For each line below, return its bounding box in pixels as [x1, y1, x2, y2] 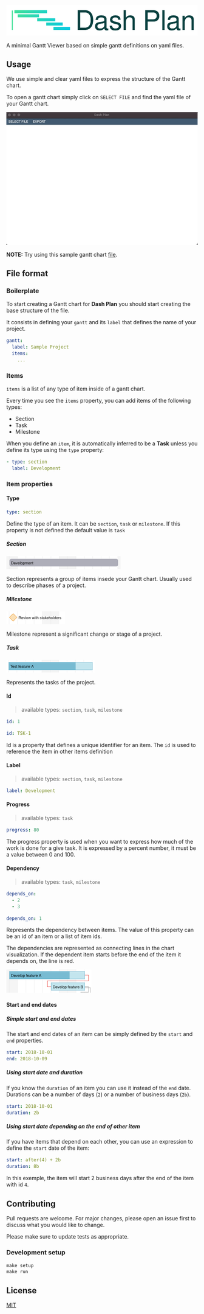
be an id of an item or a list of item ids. [6, 933, 102, 940]
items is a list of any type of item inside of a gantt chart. [6, 385, 146, 392]
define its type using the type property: [6, 446, 104, 453]
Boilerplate [6, 287, 39, 295]
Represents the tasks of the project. [6, 678, 96, 686]
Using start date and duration [6, 1069, 83, 1076]
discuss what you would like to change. [6, 1222, 105, 1229]
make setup [6, 1263, 34, 1269]
